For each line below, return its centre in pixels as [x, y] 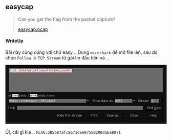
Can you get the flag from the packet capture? [67, 19]
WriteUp [15, 41]
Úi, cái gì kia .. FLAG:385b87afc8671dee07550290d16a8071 [63, 132]
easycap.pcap [33, 29]
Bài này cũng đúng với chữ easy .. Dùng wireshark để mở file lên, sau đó [81, 52]
